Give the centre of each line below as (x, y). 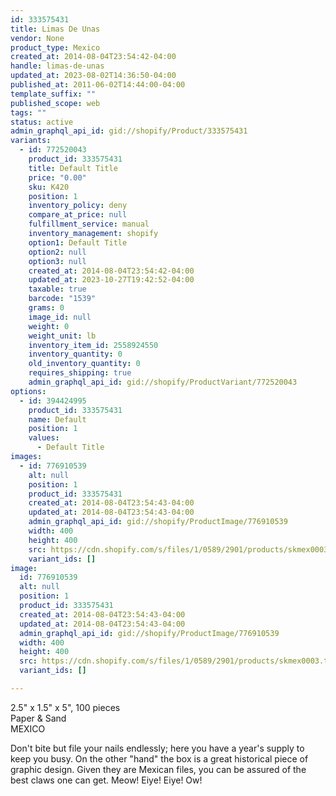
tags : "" (28, 112)
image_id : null (60, 317)
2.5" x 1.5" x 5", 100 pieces (65, 707)
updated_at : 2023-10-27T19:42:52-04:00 (111, 280)
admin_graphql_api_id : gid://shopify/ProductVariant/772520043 (163, 382)
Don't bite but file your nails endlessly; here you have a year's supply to (157, 748)
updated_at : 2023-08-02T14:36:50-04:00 (93, 76)
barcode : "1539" (62, 299)
